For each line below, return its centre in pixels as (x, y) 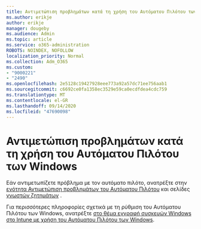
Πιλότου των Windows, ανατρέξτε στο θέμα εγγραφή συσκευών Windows (99, 213)
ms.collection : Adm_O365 (37, 61)
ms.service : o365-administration (48, 45)
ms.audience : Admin (31, 34)
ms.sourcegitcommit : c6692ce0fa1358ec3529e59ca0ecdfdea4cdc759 (87, 89)
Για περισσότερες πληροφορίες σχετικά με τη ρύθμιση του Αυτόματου (94, 207)
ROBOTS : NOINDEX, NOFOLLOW (40, 51)
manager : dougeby (28, 28)
